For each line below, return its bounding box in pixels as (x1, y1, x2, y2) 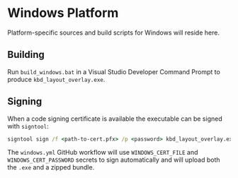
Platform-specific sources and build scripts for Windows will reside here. (7, 28, 220, 37)
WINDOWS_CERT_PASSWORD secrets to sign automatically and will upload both (7, 155, 221, 164)
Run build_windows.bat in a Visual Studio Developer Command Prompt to (7, 67, 221, 76)
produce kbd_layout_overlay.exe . (7, 75, 106, 83)
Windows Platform (7, 5, 119, 21)
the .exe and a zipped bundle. (7, 163, 95, 172)
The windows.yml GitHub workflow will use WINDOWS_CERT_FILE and (7, 148, 198, 157)
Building (7, 49, 45, 61)
